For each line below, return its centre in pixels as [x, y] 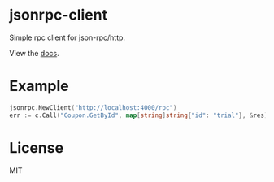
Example [39, 86]
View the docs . [34, 53]
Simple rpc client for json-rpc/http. [67, 37]
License [37, 147]
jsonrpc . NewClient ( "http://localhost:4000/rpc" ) [93, 107]
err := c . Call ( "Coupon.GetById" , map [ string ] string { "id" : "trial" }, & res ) [139, 115]
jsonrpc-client [59, 15]
